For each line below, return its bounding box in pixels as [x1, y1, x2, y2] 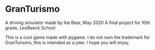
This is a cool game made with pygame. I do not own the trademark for [5, 34, 150, 40]
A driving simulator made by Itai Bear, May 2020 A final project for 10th [5, 20, 151, 25]
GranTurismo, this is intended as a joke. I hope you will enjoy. [5, 39, 130, 45]
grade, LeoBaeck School [5, 25, 56, 30]
